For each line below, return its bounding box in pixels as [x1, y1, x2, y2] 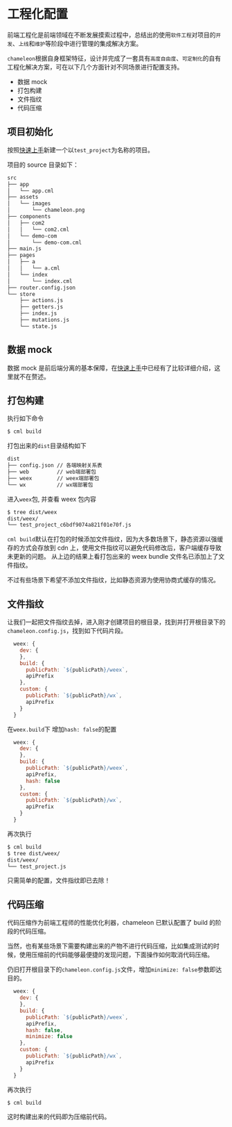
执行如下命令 [7, 414, 44, 422]
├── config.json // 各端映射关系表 [7, 462, 102, 469]
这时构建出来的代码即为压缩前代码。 [7, 1112, 111, 1121]
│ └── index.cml [7, 277, 73, 285]
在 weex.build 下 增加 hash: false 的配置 [7, 725, 117, 733]
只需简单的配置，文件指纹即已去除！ [7, 876, 111, 885]
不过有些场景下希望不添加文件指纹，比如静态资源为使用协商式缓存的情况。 [7, 576, 220, 584]
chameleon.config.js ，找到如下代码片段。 [7, 627, 127, 635]
